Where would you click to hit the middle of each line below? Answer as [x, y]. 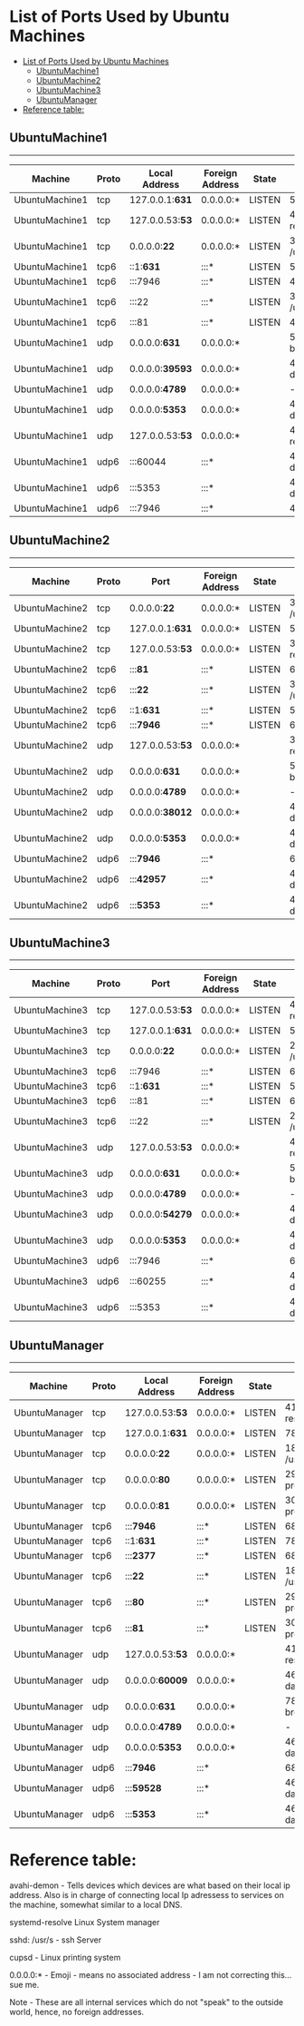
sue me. [24, 1985]
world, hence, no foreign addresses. [77, 2012]
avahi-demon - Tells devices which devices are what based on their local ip [150, 1885]
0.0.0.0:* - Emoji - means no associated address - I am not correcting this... [151, 1975]
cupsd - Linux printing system [65, 1958]
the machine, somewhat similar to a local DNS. [96, 1905]
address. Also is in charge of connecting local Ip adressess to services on [147, 1895]
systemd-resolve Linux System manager [85, 1923]
